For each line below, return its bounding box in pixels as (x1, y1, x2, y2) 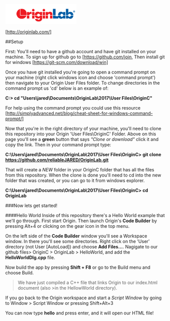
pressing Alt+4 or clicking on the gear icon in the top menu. (5, 223, 130, 229)
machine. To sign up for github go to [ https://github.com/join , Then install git (5, 54, 165, 60)
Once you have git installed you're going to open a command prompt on (5, 69, 156, 75)
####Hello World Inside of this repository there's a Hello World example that (5, 212, 165, 218)
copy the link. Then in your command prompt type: (5, 141, 112, 148)
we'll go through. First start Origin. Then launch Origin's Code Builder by (5, 218, 157, 224)
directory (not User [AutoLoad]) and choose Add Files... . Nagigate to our (5, 244, 158, 249)
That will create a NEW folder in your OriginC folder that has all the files (5, 167, 155, 172)
